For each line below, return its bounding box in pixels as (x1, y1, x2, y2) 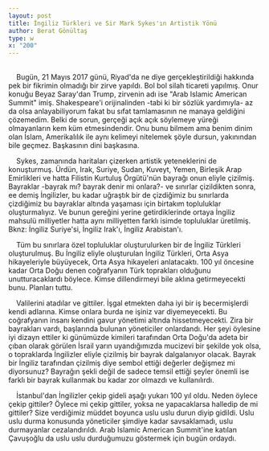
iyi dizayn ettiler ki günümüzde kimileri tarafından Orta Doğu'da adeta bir (8, 333, 249, 342)
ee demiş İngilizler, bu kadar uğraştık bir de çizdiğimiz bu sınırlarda (8, 191, 229, 200)
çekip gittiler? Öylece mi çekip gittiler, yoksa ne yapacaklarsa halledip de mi (8, 400, 259, 409)
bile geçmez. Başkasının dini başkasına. (8, 141, 140, 150)
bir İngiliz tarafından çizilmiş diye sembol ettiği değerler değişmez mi (8, 359, 235, 368)
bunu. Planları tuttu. (8, 283, 74, 293)
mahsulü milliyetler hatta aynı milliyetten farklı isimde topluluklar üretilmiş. (8, 216, 251, 226)
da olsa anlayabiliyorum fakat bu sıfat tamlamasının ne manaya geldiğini (8, 106, 246, 117)
